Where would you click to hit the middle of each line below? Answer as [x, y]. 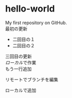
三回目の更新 [18, 56]
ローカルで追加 [21, 90]
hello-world [30, 9]
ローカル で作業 [21, 62]
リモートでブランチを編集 [32, 79]
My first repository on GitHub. [36, 23]
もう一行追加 [18, 69]
